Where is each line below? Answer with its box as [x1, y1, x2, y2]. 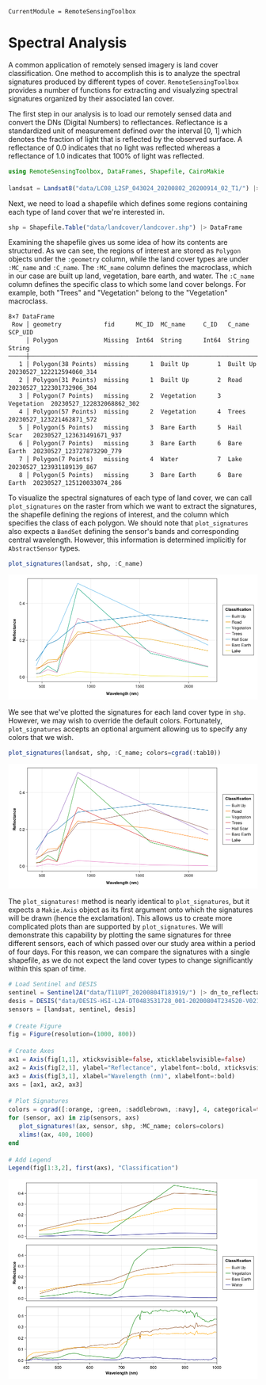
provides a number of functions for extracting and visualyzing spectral [8, 85, 238, 94]
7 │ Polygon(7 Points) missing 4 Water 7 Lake [18, 456, 243, 464]
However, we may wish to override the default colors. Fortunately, [8, 716, 223, 726]
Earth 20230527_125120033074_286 [8, 479, 123, 487]
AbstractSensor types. [8, 544, 81, 553]
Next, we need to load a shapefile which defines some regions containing [8, 198, 248, 208]
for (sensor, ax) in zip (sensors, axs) [8, 1114, 140, 1122]
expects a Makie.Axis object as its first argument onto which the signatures [8, 905, 253, 914]
